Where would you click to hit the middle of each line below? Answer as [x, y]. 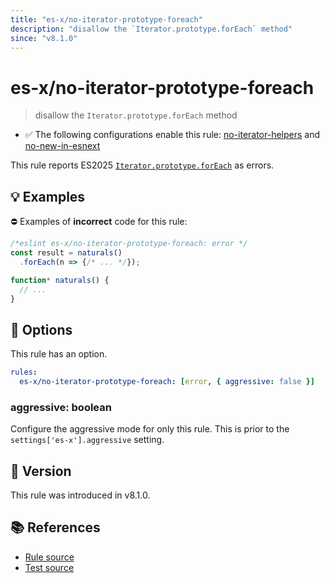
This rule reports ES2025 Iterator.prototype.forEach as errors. [142, 165]
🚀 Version [41, 471]
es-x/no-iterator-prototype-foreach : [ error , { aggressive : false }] [167, 382]
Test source [49, 567]
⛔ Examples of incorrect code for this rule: [99, 222]
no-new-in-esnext [62, 146]
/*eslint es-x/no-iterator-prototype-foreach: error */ [129, 244]
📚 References [55, 527]
